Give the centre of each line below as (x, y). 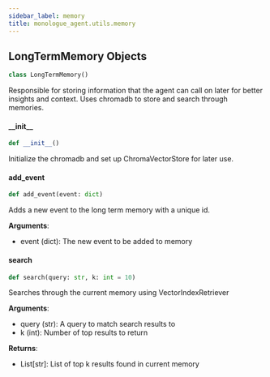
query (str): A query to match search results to (98, 324)
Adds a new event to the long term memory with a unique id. (109, 210)
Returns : (23, 349)
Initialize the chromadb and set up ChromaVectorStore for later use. (121, 159)
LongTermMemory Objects (78, 56)
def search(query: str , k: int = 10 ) (72, 277)
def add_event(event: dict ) (56, 195)
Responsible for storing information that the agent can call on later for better (136, 91)
